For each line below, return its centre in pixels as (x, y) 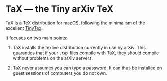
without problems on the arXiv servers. (53, 58)
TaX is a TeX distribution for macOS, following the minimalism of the (75, 23)
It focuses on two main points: (36, 38)
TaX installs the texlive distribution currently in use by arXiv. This (79, 47)
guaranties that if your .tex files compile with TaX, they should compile (86, 53)
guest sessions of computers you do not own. (60, 73)
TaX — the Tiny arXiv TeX (59, 9)
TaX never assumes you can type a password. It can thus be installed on (87, 68)
